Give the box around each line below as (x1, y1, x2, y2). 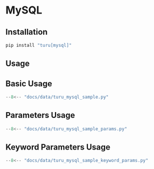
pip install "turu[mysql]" (5, 42, 72, 48)
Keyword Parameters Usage (5, 142, 110, 153)
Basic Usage (5, 79, 53, 89)
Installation (5, 27, 48, 37)
